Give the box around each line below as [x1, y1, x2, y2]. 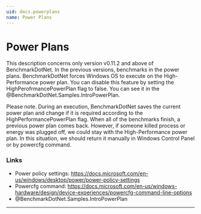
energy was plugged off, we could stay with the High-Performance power [6, 129, 188, 136]
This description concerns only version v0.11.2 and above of [6, 60, 154, 67]
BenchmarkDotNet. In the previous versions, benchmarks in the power [6, 66, 179, 74]
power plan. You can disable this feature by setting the [39, 79, 175, 86]
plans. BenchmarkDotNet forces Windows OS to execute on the [6, 72, 163, 80]
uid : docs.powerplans [6, 8, 60, 15]
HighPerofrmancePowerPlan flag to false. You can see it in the [6, 85, 160, 93]
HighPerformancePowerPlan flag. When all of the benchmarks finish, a [6, 116, 181, 123]
